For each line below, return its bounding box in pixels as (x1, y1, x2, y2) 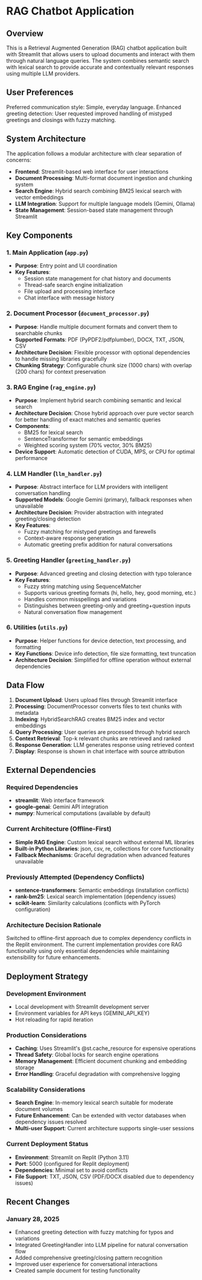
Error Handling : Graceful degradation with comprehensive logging (14, 1070, 180, 1078)
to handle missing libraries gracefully (14, 355, 107, 362)
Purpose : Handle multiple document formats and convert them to (14, 323, 178, 330)
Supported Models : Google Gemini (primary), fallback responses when (14, 496, 192, 504)
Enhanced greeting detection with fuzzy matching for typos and (14, 1229, 174, 1236)
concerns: (6, 156, 32, 164)
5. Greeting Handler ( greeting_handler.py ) (6, 556, 131, 565)
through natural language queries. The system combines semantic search (6, 57, 190, 64)
